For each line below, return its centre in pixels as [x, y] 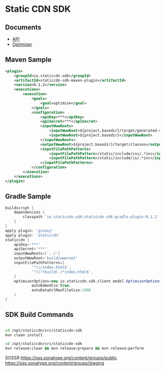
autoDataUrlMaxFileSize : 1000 [61, 290]
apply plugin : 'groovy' [29, 231]
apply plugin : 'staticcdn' [33, 235]
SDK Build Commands [39, 315]
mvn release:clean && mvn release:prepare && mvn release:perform [74, 348]
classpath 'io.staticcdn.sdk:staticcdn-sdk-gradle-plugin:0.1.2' [91, 217]
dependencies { [29, 212]
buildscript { [20, 208]
